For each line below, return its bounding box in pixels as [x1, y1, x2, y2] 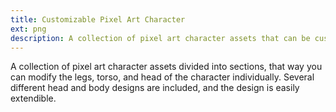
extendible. [10, 92, 57, 105]
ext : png [10, 24, 47, 34]
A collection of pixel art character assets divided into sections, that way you [10, 61, 323, 73]
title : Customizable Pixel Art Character [10, 14, 186, 25]
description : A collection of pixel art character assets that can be [10, 33, 311, 43]
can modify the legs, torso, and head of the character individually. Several [10, 71, 315, 83]
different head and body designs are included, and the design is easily [10, 82, 300, 94]
